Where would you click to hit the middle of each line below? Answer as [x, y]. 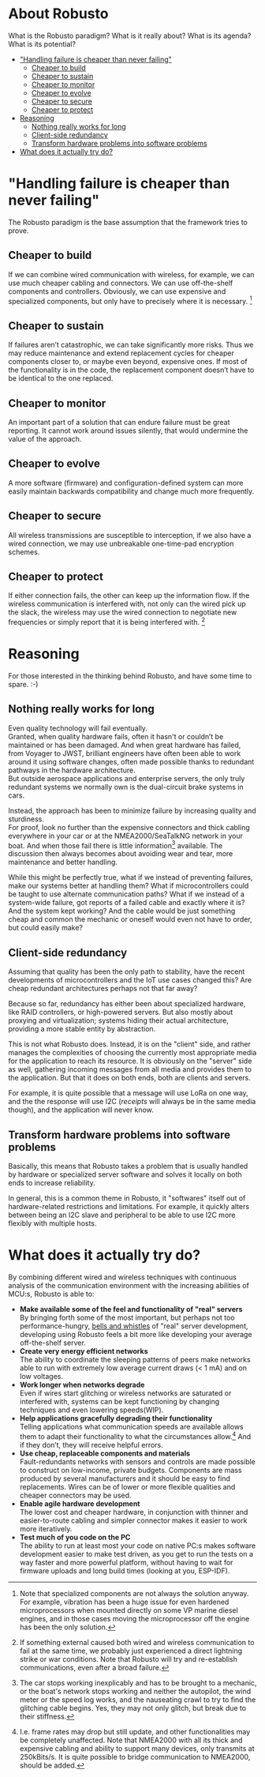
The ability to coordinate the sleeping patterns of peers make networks [135, 1360]
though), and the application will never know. [81, 1110]
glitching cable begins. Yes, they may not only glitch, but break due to [133, 1707]
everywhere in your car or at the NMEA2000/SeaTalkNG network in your [125, 836]
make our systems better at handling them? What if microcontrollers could [129, 886]
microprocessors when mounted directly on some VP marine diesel [129, 1610]
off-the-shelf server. [53, 1343]
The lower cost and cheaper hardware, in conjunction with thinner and [134, 1512]
